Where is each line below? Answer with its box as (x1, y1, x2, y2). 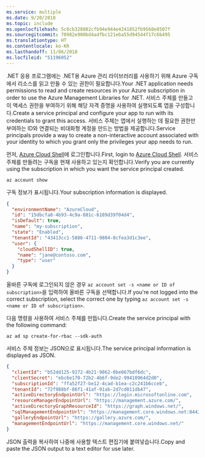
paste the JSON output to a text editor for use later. (6, 445, 135, 452)
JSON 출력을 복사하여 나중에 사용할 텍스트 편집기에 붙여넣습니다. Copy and (6, 438, 185, 445)
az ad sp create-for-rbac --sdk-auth (6, 333, 103, 339)
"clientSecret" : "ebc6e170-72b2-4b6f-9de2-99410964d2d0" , (12, 375, 163, 381)
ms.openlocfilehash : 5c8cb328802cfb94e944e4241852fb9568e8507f (6, 26, 171, 32)
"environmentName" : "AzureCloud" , (12, 206, 99, 212)
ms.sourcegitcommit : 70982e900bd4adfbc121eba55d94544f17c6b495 (6, 32, 171, 38)
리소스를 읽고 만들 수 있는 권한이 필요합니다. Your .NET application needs (17, 80, 193, 87)
